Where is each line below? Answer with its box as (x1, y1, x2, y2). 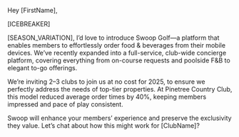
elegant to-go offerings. (7, 64, 78, 72)
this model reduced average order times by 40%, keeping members (7, 92, 207, 101)
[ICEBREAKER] (7, 20, 51, 28)
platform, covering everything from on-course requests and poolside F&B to (7, 56, 230, 65)
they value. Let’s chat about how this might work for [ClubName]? (7, 121, 200, 130)
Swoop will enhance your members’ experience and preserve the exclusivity (7, 114, 232, 122)
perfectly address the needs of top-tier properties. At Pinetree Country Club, (7, 85, 233, 93)
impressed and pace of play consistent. (7, 100, 123, 109)
